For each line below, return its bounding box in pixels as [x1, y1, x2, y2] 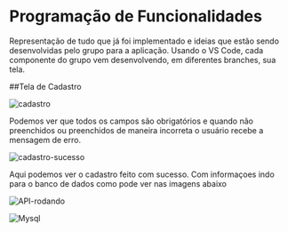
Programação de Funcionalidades [9, 6, 262, 27]
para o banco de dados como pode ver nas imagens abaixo [9, 178, 228, 188]
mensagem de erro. [9, 134, 82, 145]
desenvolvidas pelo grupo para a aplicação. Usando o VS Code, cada [9, 44, 264, 55]
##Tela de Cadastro [9, 81, 82, 92]
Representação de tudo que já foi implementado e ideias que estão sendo [9, 36, 280, 46]
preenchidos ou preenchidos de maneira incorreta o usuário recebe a [9, 124, 264, 135]
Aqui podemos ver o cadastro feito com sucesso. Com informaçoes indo [9, 169, 276, 180]
